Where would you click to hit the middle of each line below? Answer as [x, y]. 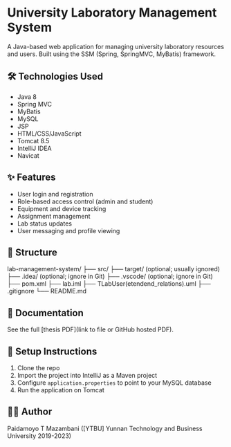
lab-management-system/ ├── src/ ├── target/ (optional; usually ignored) [113, 269]
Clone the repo [38, 368]
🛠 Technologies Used [55, 76]
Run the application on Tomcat [61, 390]
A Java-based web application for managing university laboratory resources [116, 46]
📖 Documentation [46, 313]
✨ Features [31, 177]
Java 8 [27, 97]
